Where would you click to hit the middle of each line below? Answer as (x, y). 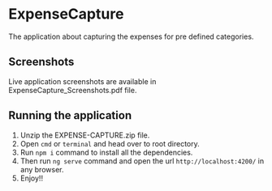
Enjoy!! (31, 178)
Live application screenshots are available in (82, 81)
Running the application (70, 115)
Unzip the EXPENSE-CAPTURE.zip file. (85, 135)
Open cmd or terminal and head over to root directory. (110, 143)
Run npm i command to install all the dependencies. (106, 152)
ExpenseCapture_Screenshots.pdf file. (73, 90)
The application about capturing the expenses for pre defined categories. (131, 36)
